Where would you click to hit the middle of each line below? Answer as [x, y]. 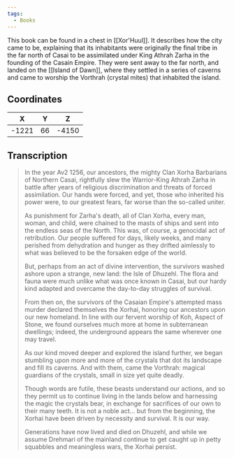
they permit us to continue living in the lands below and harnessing [121, 396]
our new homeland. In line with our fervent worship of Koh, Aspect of [124, 317]
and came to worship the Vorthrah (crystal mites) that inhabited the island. [114, 77]
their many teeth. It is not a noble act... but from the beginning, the [120, 411]
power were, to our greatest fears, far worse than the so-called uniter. [125, 202]
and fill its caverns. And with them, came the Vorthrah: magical [115, 368]
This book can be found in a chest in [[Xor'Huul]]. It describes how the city [115, 40]
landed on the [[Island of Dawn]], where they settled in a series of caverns [114, 70]
